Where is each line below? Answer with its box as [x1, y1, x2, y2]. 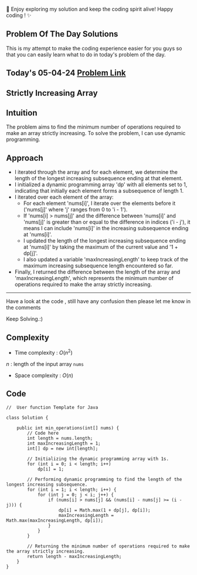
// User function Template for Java [6, 404, 98, 411]
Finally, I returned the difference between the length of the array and [14, 268, 181, 275]
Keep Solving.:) [6, 315, 43, 322]
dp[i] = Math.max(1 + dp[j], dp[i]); [58, 507, 151, 513]
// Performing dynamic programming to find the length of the [27, 476, 182, 482]
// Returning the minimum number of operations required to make [27, 543, 191, 549]
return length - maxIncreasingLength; [27, 553, 122, 559]
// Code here [27, 430, 59, 436]
